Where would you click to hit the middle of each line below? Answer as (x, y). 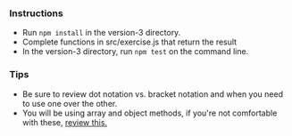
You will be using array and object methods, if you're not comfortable (150, 113)
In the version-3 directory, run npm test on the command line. (135, 52)
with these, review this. (65, 122)
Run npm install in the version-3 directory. (101, 33)
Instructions (37, 13)
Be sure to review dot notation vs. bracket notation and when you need (153, 94)
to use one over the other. (70, 103)
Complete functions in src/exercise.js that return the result (129, 42)
